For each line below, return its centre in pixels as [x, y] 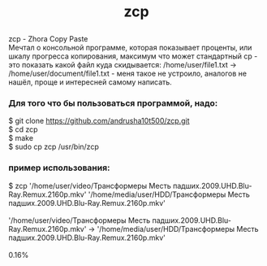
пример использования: [59, 168]
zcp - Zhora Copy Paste [48, 39]
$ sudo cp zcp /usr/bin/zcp [54, 147]
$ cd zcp [23, 129]
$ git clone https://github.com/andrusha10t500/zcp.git [99, 121]
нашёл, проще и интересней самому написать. [90, 82]
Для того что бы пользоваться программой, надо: [113, 103]
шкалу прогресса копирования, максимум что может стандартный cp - [133, 56]
